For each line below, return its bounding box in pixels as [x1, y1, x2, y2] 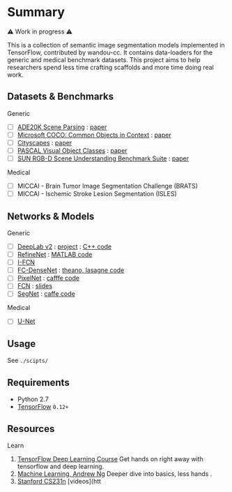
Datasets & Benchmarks [7, 91, 114, 103]
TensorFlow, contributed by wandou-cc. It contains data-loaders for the [7, 48, 213, 57]
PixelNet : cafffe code [17, 274, 80, 283]
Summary [7, 4, 65, 20]
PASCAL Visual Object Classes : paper [17, 146, 127, 154]
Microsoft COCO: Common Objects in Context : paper [17, 131, 172, 139]
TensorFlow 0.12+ [17, 403, 69, 411]
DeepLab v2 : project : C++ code [17, 242, 112, 251]
